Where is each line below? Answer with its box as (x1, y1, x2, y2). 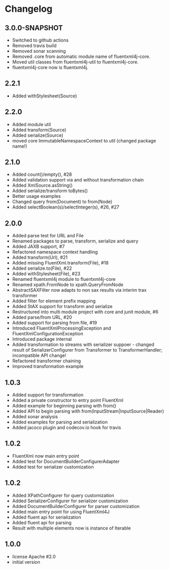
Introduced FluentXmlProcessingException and (12, 325, 111, 331)
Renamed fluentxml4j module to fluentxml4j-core (12, 276, 116, 282)
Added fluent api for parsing (12, 519, 72, 525)
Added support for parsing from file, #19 (12, 320, 98, 326)
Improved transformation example (12, 363, 84, 370)
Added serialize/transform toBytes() (12, 188, 88, 194)
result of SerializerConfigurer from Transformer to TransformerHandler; (12, 347, 163, 353)
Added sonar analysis (12, 414, 58, 420)
